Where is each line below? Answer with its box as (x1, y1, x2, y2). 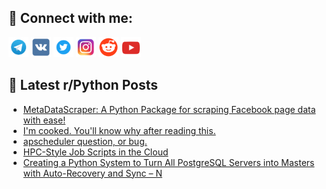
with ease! (22, 114, 66, 126)
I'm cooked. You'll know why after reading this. (22, 124, 216, 136)
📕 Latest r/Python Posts (8, 77, 159, 94)
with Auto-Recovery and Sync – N (22, 167, 163, 179)
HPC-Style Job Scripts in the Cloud (22, 146, 169, 158)
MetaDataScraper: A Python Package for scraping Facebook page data (22, 103, 316, 115)
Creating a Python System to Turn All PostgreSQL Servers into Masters (22, 156, 315, 168)
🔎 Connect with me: (8, 10, 133, 27)
